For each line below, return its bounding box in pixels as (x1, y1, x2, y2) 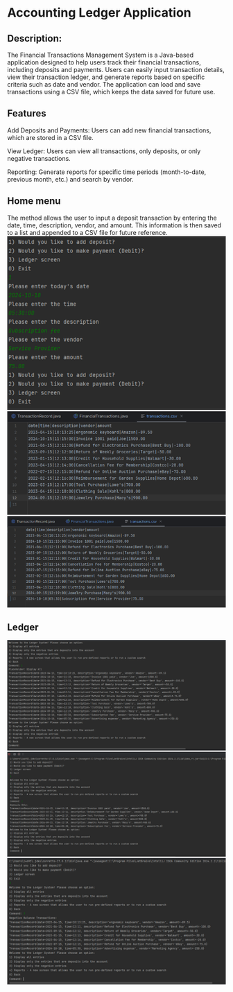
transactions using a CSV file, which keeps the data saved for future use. (7, 88, 216, 96)
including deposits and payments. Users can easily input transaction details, (7, 66, 225, 73)
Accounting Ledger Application (7, 5, 192, 21)
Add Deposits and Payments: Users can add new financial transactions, (7, 126, 212, 134)
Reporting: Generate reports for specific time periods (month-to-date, (7, 168, 207, 176)
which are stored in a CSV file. (7, 133, 94, 141)
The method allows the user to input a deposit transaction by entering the (7, 214, 217, 222)
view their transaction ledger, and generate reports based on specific (7, 73, 205, 81)
